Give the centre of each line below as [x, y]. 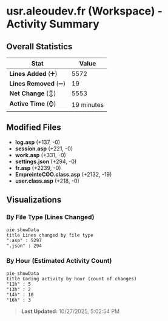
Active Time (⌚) [33, 103]
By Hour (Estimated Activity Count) [59, 261]
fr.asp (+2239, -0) [38, 167]
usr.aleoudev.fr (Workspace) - [84, 11]
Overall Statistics [39, 46]
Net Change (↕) [33, 93]
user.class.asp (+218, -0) [47, 181]
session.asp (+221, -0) [44, 148]
